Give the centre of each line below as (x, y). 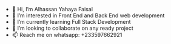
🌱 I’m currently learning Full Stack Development (72, 22)
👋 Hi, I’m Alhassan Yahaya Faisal (52, 9)
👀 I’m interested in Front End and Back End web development (88, 15)
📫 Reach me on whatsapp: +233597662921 (67, 35)
